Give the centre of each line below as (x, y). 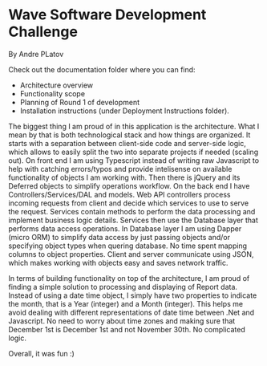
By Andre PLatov (36, 54)
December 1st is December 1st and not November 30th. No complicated (127, 329)
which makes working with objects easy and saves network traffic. (118, 262)
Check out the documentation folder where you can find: (102, 69)
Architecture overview (57, 85)
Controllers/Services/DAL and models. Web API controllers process (119, 194)
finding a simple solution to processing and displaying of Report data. (123, 287)
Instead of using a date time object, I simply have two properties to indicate (133, 295)
